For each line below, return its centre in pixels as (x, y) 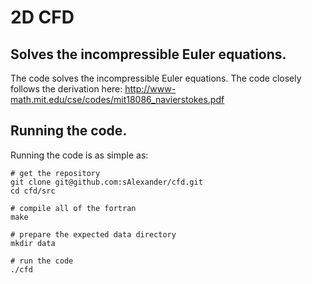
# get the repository (55, 173)
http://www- (150, 89)
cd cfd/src (33, 191)
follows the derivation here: (66, 89)
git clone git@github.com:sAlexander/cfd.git (106, 182)
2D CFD (42, 17)
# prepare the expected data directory (93, 234)
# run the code (42, 261)
